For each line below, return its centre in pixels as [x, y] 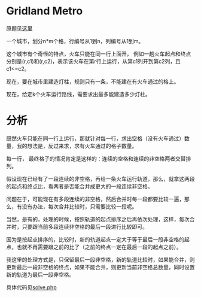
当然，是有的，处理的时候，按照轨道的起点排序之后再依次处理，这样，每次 [98, 219]
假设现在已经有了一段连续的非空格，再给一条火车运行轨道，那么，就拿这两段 [100, 178]
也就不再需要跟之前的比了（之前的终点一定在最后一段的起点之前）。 [99, 247]
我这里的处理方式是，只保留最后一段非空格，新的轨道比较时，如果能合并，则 [100, 259]
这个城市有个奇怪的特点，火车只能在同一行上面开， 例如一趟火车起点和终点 [99, 54]
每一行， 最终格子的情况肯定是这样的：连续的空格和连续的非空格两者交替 [96, 158]
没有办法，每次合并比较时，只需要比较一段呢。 [80, 206]
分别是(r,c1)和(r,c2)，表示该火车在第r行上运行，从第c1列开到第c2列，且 [94, 61]
